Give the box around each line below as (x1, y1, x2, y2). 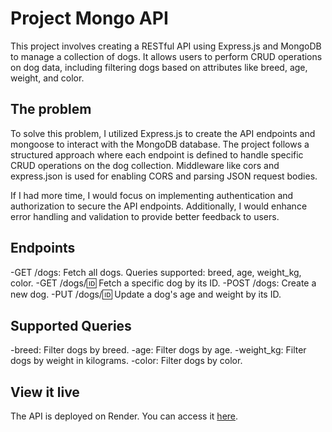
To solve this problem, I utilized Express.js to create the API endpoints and (10, 127, 316, 139)
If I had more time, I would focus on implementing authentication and (10, 189, 294, 201)
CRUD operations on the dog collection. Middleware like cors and (10, 159, 280, 171)
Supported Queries (10, 317, 132, 334)
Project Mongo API (10, 7, 169, 30)
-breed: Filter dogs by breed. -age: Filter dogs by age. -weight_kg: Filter (10, 344, 307, 356)
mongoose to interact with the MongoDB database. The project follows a (10, 138, 310, 150)
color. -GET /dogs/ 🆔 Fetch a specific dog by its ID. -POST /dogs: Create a (10, 277, 317, 289)
